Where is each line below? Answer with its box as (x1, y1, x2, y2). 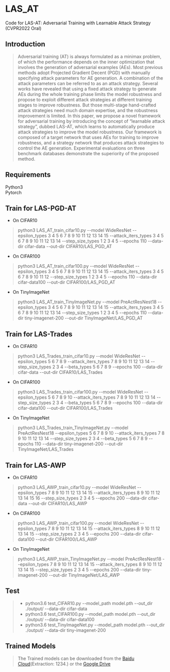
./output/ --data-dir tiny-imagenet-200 (25, 627, 106, 633)
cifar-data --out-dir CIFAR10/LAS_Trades (17, 369, 103, 375)
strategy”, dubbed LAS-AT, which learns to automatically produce (17, 123, 155, 129)
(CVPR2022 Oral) (5, 25, 42, 31)
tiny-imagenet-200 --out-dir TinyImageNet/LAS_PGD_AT (24, 315, 143, 321)
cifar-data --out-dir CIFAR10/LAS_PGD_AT (24, 243, 113, 250)
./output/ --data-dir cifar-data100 (25, 616, 95, 622)
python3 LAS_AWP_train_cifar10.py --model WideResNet (17, 484, 136, 490)
